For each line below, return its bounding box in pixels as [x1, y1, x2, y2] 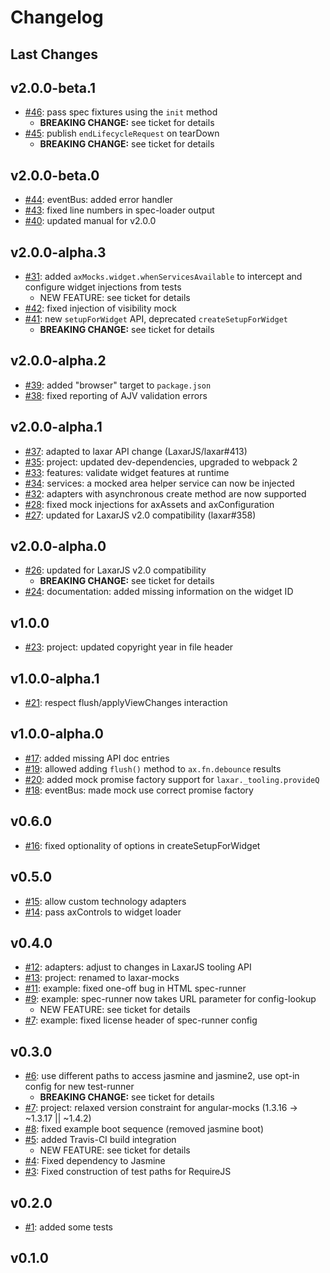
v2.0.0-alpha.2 [10, 352, 107, 370]
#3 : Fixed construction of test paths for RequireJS [24, 1166, 232, 1178]
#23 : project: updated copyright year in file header [24, 641, 234, 653]
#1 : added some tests [24, 1221, 113, 1233]
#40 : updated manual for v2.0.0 [24, 215, 157, 227]
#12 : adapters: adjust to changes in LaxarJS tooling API [24, 961, 252, 973]
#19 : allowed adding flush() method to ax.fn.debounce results [24, 762, 282, 775]
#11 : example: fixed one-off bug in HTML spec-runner [24, 982, 247, 995]
